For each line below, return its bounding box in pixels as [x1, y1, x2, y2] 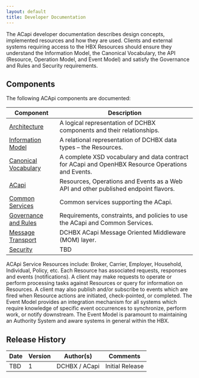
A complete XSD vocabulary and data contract [59, 153, 188, 161]
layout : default [6, 8, 46, 15]
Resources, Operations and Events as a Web [59, 177, 183, 185]
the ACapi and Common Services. [59, 219, 153, 227]
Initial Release [105, 362, 144, 370]
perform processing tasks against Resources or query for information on [6, 280, 183, 287]
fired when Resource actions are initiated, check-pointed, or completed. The [6, 292, 192, 299]
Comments [108, 352, 141, 360]
